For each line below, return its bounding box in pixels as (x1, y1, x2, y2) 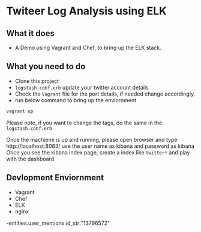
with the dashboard (6, 155, 55, 162)
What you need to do (6, 61, 86, 72)
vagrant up (6, 108, 34, 114)
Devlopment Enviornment (6, 172, 104, 183)
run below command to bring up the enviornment (14, 96, 137, 103)
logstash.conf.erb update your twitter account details (14, 84, 149, 91)
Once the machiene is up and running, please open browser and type (6, 136, 178, 143)
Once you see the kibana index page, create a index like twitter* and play (6, 148, 190, 156)
